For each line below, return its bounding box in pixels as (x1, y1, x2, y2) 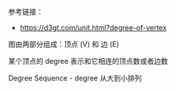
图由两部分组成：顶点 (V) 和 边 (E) (8, 39, 119, 49)
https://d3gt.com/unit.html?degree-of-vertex (19, 23, 167, 32)
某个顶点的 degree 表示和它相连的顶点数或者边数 (8, 57, 169, 65)
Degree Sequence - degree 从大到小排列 (8, 73, 142, 82)
